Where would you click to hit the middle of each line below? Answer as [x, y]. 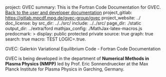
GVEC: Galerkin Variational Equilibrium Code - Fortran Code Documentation [83, 49]
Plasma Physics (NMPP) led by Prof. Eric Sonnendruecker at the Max [77, 64]
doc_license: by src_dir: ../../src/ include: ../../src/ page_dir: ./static [73, 23]
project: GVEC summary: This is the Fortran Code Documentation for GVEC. [83, 7]
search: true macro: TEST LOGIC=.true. [46, 39]
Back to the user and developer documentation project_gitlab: [69, 12]
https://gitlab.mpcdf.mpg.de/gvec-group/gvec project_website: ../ [73, 18]
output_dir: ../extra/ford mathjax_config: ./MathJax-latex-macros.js [74, 28]
